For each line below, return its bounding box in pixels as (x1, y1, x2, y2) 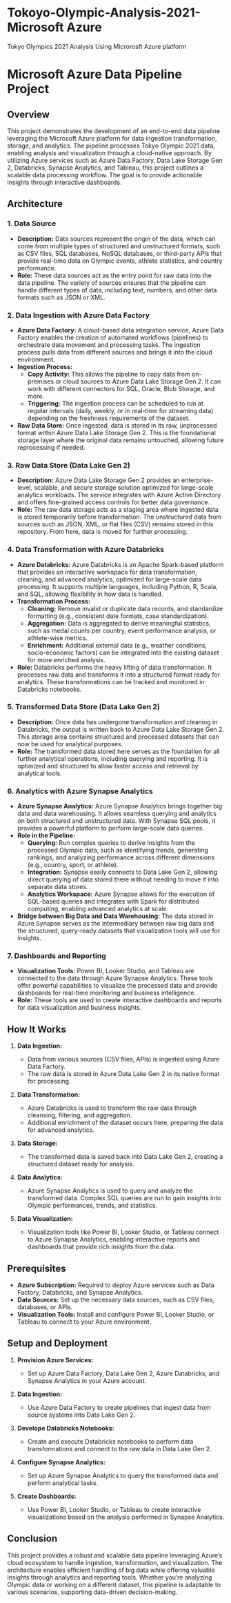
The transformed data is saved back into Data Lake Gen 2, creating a (27, 1153, 223, 1161)
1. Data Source (7, 219, 57, 228)
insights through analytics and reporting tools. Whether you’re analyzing (7, 1573, 212, 1581)
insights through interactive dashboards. (7, 178, 122, 186)
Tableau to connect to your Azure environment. (17, 1317, 152, 1326)
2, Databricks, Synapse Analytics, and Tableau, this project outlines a (7, 163, 204, 172)
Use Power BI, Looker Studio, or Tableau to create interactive (27, 1505, 201, 1513)
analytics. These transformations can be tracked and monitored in (17, 677, 205, 686)
